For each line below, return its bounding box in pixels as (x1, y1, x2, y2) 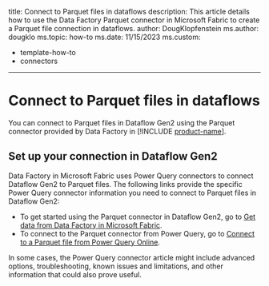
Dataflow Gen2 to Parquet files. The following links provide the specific (8, 179, 243, 189)
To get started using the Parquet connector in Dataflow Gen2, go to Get (19, 212, 256, 221)
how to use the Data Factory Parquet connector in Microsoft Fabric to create (8, 15, 260, 25)
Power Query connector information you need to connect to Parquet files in (8, 188, 257, 197)
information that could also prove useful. (8, 269, 142, 279)
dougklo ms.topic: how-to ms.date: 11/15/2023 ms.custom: (8, 32, 201, 42)
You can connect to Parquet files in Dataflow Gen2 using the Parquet (8, 117, 235, 127)
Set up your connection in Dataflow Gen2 (8, 149, 218, 163)
